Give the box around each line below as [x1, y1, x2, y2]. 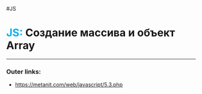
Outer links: [6, 67, 41, 75]
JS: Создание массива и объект [6, 26, 176, 40]
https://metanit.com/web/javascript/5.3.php [14, 81, 123, 89]
